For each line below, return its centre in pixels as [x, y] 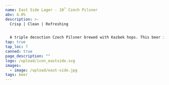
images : [13, 65]
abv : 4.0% [16, 15]
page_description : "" [28, 56]
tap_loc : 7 [17, 47]
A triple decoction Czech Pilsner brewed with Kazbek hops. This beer [85, 37]
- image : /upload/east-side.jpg [44, 70]
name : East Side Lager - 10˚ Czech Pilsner [52, 10]
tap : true [16, 42]
